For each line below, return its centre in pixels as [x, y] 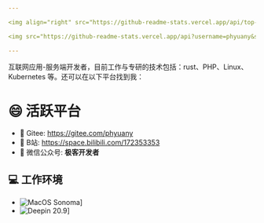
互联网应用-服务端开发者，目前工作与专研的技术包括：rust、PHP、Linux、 [128, 67]
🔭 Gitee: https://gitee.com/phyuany [76, 133]
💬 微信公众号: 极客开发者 [59, 152]
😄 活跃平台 [44, 111]
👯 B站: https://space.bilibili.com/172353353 [90, 143]
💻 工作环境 [35, 179]
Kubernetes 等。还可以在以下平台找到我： [76, 76]
